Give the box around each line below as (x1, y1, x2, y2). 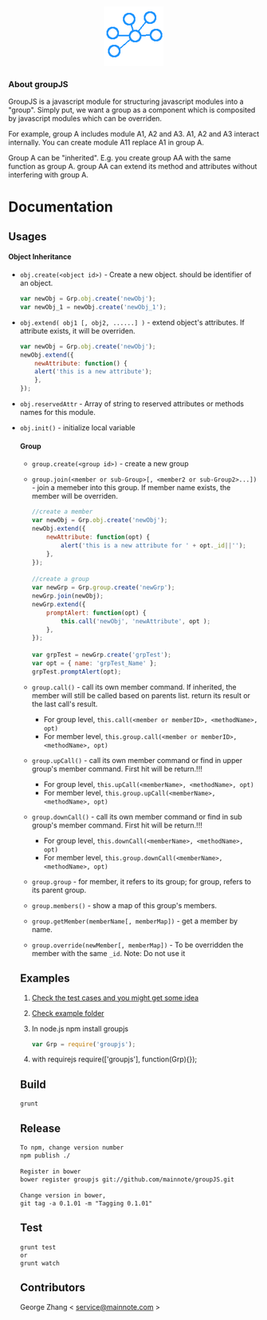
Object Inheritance (8, 252, 72, 262)
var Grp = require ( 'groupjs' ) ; (31, 1040, 136, 1048)
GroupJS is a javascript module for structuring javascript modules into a (8, 97, 245, 106)
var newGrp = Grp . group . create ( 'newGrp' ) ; (31, 583, 175, 592)
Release (19, 1121, 61, 1135)
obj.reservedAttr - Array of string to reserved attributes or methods (19, 399, 245, 409)
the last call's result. (31, 699, 98, 709)
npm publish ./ (19, 1152, 71, 1160)
